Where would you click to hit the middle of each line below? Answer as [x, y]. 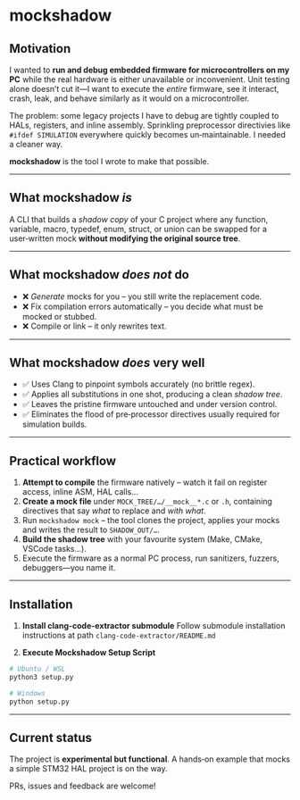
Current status [50, 737]
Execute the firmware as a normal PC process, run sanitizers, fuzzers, [150, 558]
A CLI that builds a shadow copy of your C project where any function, [139, 219]
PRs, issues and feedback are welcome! [83, 786]
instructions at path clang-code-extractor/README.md [119, 636]
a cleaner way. [36, 144]
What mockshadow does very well [107, 363]
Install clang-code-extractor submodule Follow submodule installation [154, 626]
